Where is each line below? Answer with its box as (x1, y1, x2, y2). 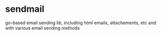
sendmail (5, 3, 45, 15)
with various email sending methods (5, 25, 80, 31)
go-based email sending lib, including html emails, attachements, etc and (5, 20, 156, 26)
